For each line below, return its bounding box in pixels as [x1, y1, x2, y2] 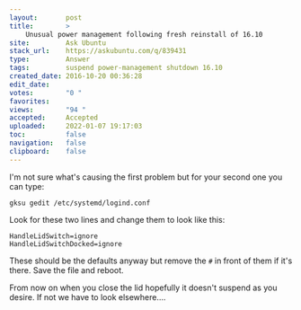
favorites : [9, 96, 50, 106]
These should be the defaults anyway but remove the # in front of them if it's [9, 255, 293, 266]
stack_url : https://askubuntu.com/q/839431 [9, 47, 187, 56]
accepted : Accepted [9, 113, 99, 122]
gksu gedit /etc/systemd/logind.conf [9, 199, 151, 208]
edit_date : [9, 80, 50, 89]
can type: [9, 181, 45, 191]
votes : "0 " [9, 88, 83, 97]
